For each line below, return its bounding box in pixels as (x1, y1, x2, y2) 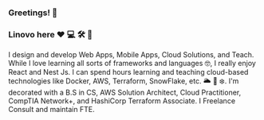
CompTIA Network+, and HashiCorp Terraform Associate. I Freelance (8, 96, 236, 106)
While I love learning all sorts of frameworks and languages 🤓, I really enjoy (8, 59, 257, 68)
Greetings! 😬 (8, 7, 58, 18)
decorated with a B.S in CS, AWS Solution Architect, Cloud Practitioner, (8, 87, 242, 98)
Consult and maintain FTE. (8, 105, 95, 114)
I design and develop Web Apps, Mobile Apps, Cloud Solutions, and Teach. (8, 50, 254, 60)
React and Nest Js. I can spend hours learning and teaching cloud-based (8, 68, 249, 77)
